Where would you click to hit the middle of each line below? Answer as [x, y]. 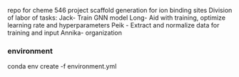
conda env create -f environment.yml [62, 66]
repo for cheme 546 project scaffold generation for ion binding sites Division [120, 10]
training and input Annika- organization [65, 32]
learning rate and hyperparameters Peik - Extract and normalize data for [113, 25]
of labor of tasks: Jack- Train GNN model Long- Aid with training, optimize [117, 18]
